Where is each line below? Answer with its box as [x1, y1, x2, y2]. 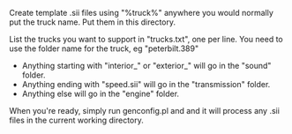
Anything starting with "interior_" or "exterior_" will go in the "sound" [21, 61, 272, 71]
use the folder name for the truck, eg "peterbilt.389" [9, 43, 199, 54]
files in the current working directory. [9, 115, 144, 125]
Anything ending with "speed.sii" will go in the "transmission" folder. [21, 79, 271, 89]
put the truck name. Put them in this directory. [9, 17, 176, 27]
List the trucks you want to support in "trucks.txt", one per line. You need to [9, 34, 284, 44]
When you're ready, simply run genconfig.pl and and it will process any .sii [9, 106, 281, 115]
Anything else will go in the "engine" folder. [21, 88, 179, 99]
